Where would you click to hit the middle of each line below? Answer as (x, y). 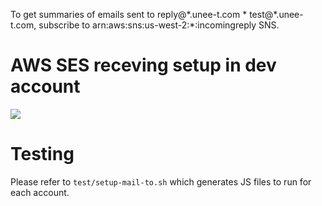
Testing (42, 154)
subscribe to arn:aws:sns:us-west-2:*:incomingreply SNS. (159, 25)
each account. (40, 192)
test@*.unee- (276, 14)
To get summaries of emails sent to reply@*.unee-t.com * (129, 14)
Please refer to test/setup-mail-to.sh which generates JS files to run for (161, 181)
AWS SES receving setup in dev (143, 65)
